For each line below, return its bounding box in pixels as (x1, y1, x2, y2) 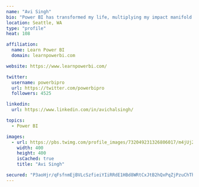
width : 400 (17, 145, 44, 151)
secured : (6, 172, 28, 178)
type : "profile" (6, 25, 46, 31)
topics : (6, 118, 25, 123)
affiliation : (6, 42, 38, 47)
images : (6, 134, 25, 140)
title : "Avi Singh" (17, 161, 65, 167)
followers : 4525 (11, 90, 52, 97)
